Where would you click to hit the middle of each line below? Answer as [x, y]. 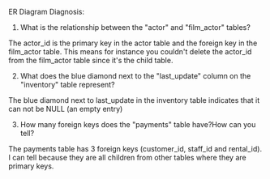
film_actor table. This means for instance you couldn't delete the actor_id [130, 51]
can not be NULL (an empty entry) [66, 109]
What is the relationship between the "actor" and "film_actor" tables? [135, 27]
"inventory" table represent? [67, 85]
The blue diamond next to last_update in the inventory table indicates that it [134, 100]
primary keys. [31, 166]
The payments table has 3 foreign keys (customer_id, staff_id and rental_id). [135, 149]
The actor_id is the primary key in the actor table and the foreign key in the [133, 43]
